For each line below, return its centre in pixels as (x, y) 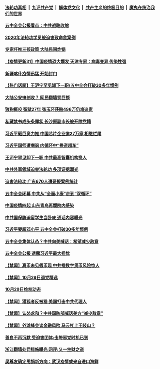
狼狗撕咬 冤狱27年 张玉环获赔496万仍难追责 (49, 110)
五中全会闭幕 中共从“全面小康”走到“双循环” (48, 193)
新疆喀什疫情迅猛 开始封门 (31, 73)
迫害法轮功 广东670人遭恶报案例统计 (41, 181)
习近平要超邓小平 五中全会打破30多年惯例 (47, 229)
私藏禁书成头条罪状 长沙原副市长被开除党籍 (48, 121)
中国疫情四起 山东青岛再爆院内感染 (40, 206)
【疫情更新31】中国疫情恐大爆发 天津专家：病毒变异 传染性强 (66, 61)
